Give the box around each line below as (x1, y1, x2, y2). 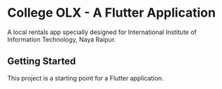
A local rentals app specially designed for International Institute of (7, 28, 197, 36)
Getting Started (7, 56, 76, 67)
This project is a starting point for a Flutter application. (7, 74, 164, 82)
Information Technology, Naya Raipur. (7, 35, 116, 43)
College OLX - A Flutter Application (7, 5, 216, 21)
